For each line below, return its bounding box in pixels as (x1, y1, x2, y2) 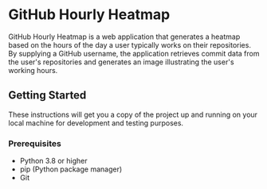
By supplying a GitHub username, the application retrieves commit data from (8, 48, 260, 58)
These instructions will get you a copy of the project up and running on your (8, 110, 257, 119)
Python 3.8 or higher (19, 156, 88, 166)
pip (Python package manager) (19, 164, 123, 174)
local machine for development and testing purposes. (8, 118, 184, 128)
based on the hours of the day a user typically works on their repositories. (8, 40, 251, 49)
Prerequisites (8, 137, 61, 148)
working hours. (8, 65, 58, 75)
